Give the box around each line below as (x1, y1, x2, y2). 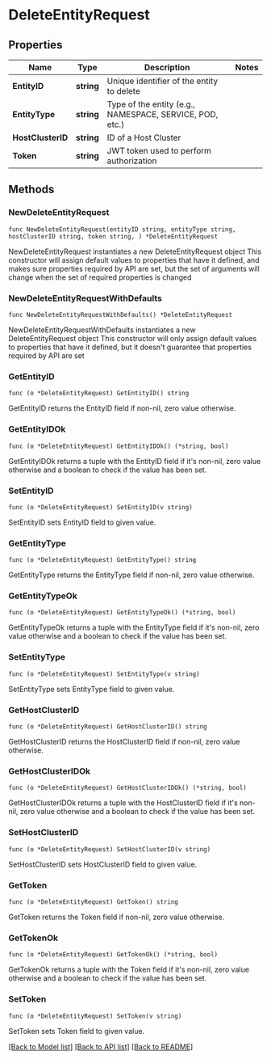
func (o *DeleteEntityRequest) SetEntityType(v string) (8, 669, 200, 678)
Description (144, 62, 190, 73)
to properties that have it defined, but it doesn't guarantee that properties (8, 342, 252, 352)
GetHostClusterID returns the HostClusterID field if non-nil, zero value (8, 737, 240, 747)
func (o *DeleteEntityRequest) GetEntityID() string (8, 390, 190, 398)
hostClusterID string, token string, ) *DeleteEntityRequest (8, 232, 219, 240)
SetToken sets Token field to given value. (8, 1026, 145, 1036)
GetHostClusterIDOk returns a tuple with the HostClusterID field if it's (8, 798, 238, 808)
